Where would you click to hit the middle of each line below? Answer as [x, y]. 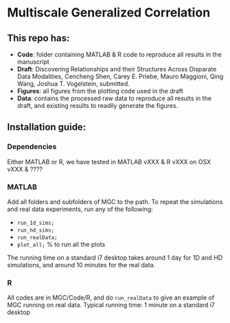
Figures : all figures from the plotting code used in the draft [100, 91]
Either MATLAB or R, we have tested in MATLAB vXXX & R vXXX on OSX [109, 161]
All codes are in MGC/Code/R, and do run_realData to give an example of [111, 298]
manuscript [33, 62]
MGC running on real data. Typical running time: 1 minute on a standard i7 [111, 305]
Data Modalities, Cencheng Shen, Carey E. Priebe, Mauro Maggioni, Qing [120, 76]
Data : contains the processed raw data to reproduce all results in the [114, 98]
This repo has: [38, 38]
